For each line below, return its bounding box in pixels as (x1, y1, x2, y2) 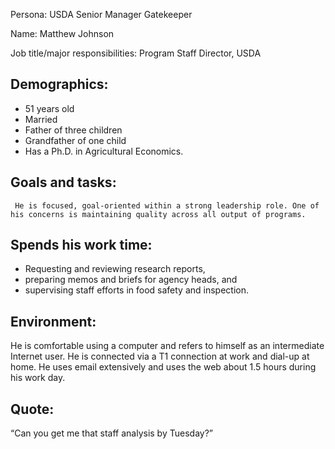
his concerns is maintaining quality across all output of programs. (10, 209, 307, 219)
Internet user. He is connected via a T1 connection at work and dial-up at (10, 350, 310, 363)
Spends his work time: (10, 237, 153, 254)
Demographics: (10, 76, 109, 93)
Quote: (10, 400, 55, 418)
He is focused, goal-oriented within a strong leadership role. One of (14, 200, 320, 211)
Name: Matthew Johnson (10, 28, 115, 39)
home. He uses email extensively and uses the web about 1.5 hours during (10, 361, 317, 373)
